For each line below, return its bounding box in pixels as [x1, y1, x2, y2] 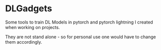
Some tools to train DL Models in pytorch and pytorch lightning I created [5, 19, 154, 25]
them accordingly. [5, 39, 42, 45]
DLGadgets [5, 3, 52, 14]
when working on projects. [5, 24, 60, 30]
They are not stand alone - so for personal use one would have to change [5, 34, 156, 40]
